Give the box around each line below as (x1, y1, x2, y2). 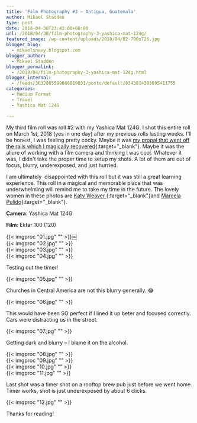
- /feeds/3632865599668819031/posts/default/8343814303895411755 (11, 81, 176, 86)
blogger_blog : (6, 42, 41, 48)
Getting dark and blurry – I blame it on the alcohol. (6, 339, 128, 346)
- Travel (11, 97, 33, 102)
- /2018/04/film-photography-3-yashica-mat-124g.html (11, 69, 147, 75)
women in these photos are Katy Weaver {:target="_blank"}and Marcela (6, 192, 182, 199)
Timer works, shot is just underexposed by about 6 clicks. (6, 387, 147, 394)
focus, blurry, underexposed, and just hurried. (6, 161, 118, 169)
